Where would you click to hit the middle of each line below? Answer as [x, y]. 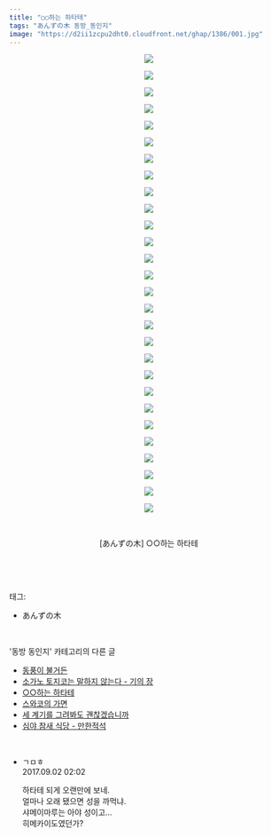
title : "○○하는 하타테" [48, 17]
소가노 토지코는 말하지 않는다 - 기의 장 [87, 682]
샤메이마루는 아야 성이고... [67, 812]
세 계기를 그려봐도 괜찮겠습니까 [75, 715]
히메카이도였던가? [53, 824]
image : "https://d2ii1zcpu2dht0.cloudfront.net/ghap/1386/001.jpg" [136, 34]
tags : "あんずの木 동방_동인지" [61, 26]
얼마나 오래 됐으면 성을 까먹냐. [74, 801]
